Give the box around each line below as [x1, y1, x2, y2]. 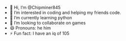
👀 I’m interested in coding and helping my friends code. [9, 10, 121, 15]
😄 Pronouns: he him [9, 25, 51, 31]
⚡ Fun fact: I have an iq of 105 [9, 30, 70, 36]
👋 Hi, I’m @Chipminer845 [9, 5, 61, 10]
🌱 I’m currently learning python [9, 15, 72, 20]
